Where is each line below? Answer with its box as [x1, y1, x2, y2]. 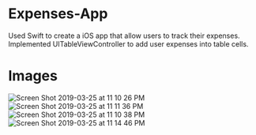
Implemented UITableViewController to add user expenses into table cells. [8, 39, 249, 48]
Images [8, 67, 58, 85]
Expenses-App [8, 5, 108, 23]
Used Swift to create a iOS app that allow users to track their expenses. [8, 31, 240, 40]
